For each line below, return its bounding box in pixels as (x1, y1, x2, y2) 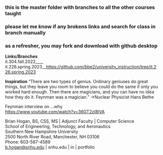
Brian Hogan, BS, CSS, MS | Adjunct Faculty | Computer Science (5, 118, 135, 124)
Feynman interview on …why (5, 104, 63, 110)
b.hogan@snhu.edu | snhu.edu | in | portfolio (5, 144, 95, 150)
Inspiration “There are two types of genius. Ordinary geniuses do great (5, 79, 148, 85)
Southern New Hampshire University (5, 129, 79, 134)
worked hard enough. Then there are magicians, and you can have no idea (5, 89, 154, 95)
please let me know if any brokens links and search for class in (5, 23, 156, 30)
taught (5, 10, 21, 17)
